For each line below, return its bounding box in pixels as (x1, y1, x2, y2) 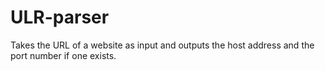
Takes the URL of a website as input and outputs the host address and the (10, 39, 315, 51)
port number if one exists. (10, 49, 117, 61)
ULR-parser (10, 6, 110, 29)
